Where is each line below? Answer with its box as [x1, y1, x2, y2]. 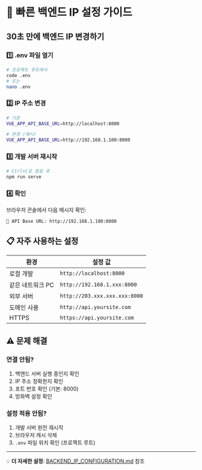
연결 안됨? [6, 355, 34, 363]
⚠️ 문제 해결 [6, 336, 47, 346]
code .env [6, 72, 31, 78]
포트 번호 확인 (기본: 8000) [14, 385, 79, 392]
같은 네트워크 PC [9, 281, 54, 289]
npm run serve [6, 174, 42, 180]
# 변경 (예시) [6, 131, 37, 137]
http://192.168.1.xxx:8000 [60, 281, 137, 288]
